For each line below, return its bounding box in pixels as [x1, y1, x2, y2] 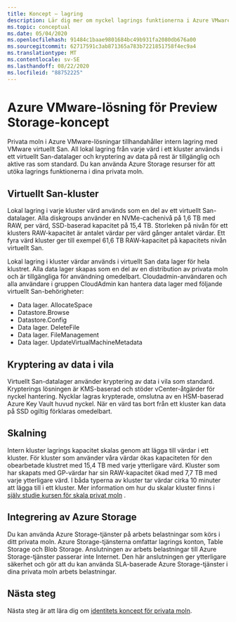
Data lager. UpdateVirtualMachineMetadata [17, 338, 143, 346]
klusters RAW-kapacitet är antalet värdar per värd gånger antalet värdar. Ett [7, 229, 225, 238]
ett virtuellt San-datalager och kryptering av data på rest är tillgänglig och [7, 153, 220, 161]
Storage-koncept [7, 114, 110, 130]
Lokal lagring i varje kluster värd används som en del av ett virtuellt [7, 207, 202, 215]
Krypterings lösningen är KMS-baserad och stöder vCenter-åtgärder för [7, 384, 216, 394]
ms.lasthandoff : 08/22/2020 [7, 63, 90, 70]
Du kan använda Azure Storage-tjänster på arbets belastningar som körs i [7, 530, 221, 538]
